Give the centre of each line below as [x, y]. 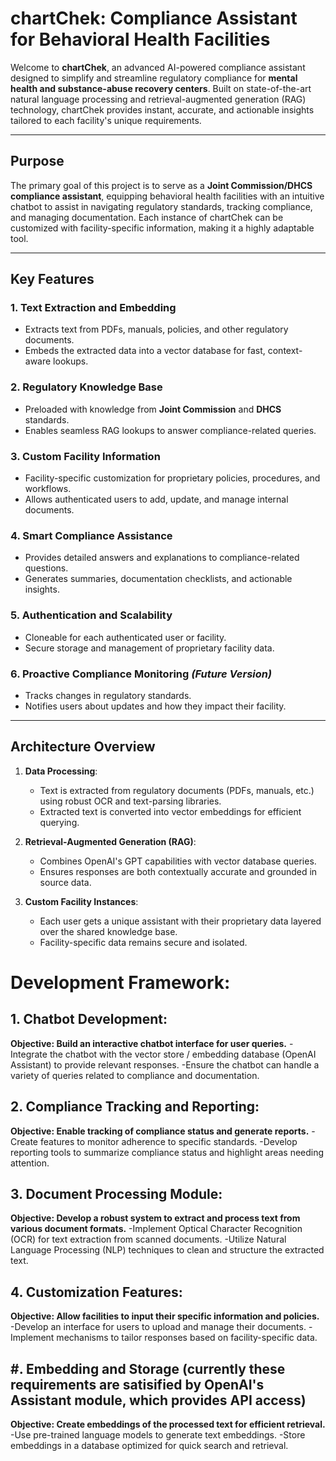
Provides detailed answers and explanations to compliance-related [162, 558]
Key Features [52, 279]
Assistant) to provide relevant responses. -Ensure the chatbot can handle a [165, 1064]
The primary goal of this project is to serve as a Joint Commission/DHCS [161, 185]
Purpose [37, 161]
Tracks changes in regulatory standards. [108, 695]
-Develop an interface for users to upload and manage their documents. [158, 1327]
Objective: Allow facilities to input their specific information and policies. [165, 1316]
